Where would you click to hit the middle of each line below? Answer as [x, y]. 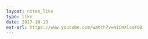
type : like [19, 17]
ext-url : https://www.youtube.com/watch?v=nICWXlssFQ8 [74, 27]
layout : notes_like [30, 11]
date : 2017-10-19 [27, 22]
